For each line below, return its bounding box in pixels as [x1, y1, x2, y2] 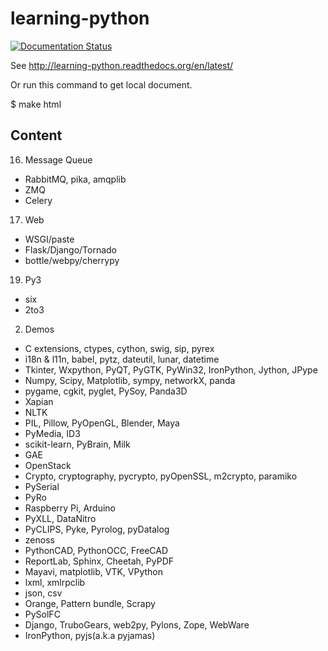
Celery [24, 194, 53, 206]
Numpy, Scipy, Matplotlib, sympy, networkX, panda [24, 374, 236, 386]
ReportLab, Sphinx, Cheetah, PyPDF [24, 555, 175, 567]
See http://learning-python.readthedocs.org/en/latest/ [10, 59, 234, 71]
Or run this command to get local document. [10, 78, 193, 91]
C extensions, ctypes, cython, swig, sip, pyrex [24, 342, 215, 354]
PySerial [24, 480, 60, 492]
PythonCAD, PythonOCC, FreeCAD [24, 544, 169, 556]
